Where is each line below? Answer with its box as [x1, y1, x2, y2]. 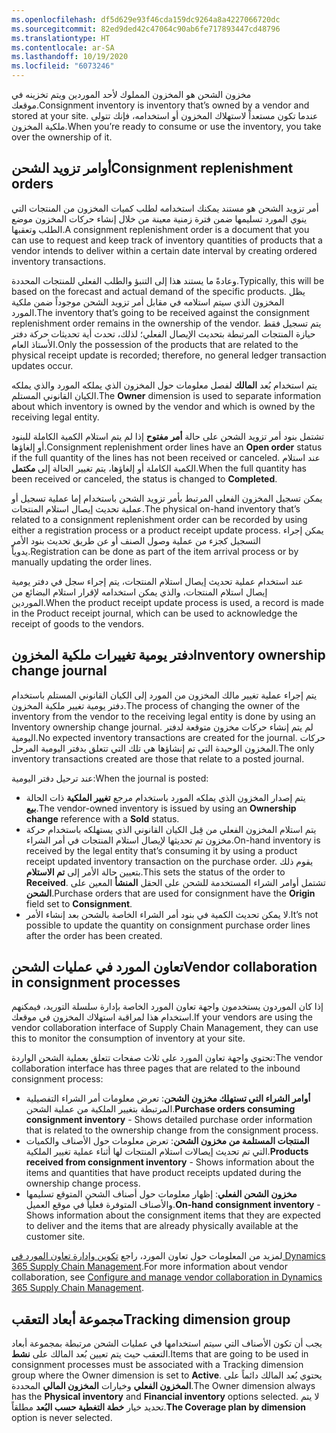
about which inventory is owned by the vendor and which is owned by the [11, 400, 316, 412]
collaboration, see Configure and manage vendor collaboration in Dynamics [11, 1271, 323, 1283]
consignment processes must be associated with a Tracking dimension [11, 1359, 304, 1371]
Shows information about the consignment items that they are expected [25, 1209, 321, 1221]
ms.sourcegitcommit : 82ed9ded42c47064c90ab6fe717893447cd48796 [11, 24, 281, 34]
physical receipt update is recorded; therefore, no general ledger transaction [11, 349, 327, 361]
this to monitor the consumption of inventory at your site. [11, 1032, 246, 1045]
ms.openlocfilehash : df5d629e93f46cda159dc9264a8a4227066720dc [11, 14, 281, 25]
